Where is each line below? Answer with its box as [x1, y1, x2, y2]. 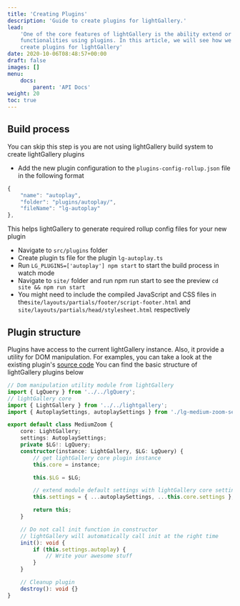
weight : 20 [7, 90, 40, 97]
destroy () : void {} [20, 585, 79, 592]
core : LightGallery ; [20, 428, 81, 435]
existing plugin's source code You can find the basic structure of [7, 360, 198, 369]
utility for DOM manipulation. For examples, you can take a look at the [7, 353, 212, 361]
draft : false [7, 57, 46, 64]
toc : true [7, 97, 37, 104]
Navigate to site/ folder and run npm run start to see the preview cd [17, 277, 219, 285]
